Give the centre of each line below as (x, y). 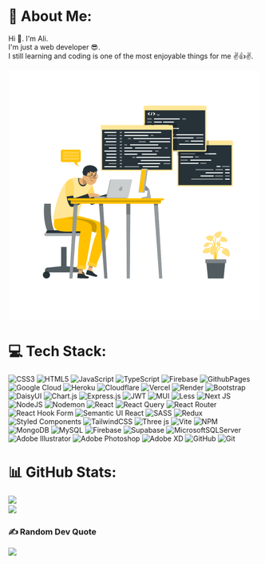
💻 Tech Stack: (57, 352)
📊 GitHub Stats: (63, 472)
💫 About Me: (50, 16)
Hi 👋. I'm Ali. (28, 38)
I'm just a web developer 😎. (54, 46)
